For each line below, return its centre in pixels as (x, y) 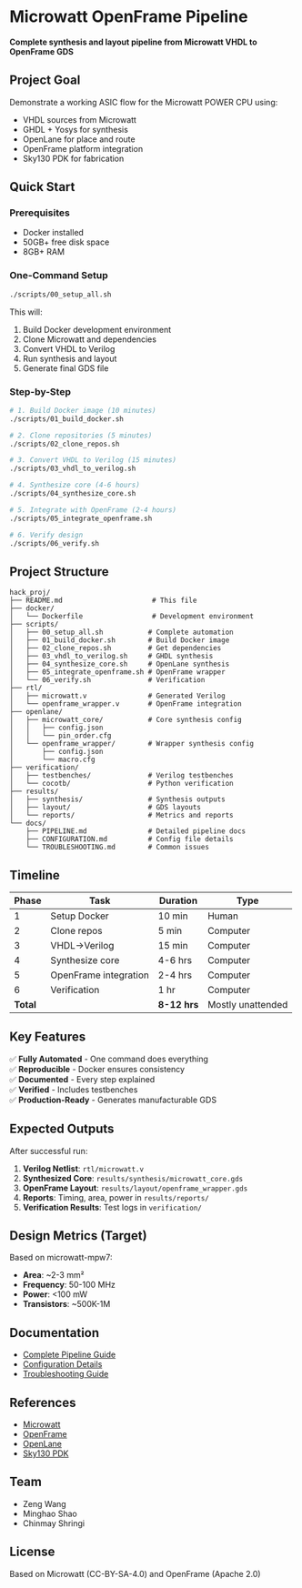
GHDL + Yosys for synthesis (75, 129)
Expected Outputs (62, 1129)
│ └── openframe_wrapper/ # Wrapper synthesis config (132, 744)
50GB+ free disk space (66, 242)
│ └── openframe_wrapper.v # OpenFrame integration (126, 704)
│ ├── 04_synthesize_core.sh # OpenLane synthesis (120, 664)
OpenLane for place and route (79, 139)
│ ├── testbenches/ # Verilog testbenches (121, 776)
